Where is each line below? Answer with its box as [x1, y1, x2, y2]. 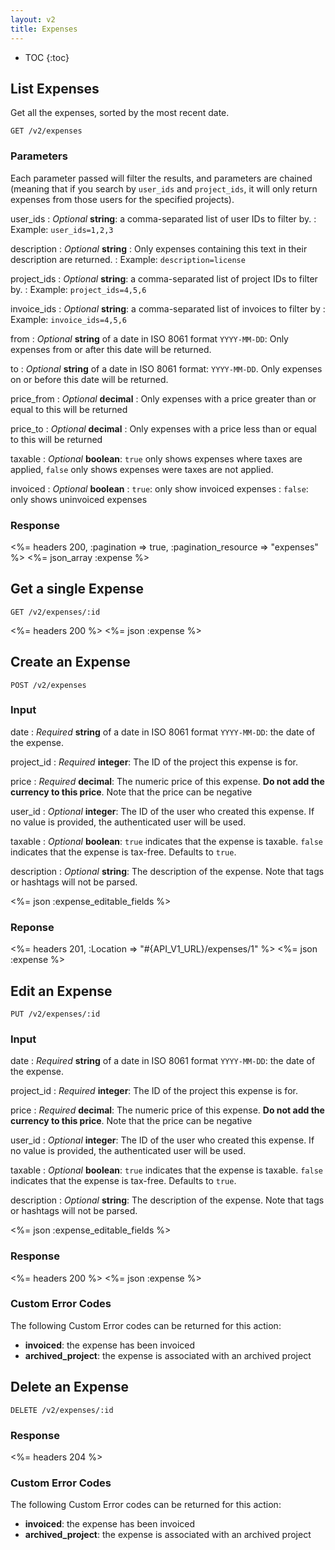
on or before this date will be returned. [10, 373, 169, 385]
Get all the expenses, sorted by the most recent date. [10, 107, 230, 119]
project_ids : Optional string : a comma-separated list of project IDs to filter [10, 272, 318, 285]
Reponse [10, 920, 55, 934]
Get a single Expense [10, 581, 145, 598]
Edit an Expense [10, 982, 113, 1000]
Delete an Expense [10, 1379, 130, 1396]
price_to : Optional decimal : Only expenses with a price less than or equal [10, 422, 317, 435]
